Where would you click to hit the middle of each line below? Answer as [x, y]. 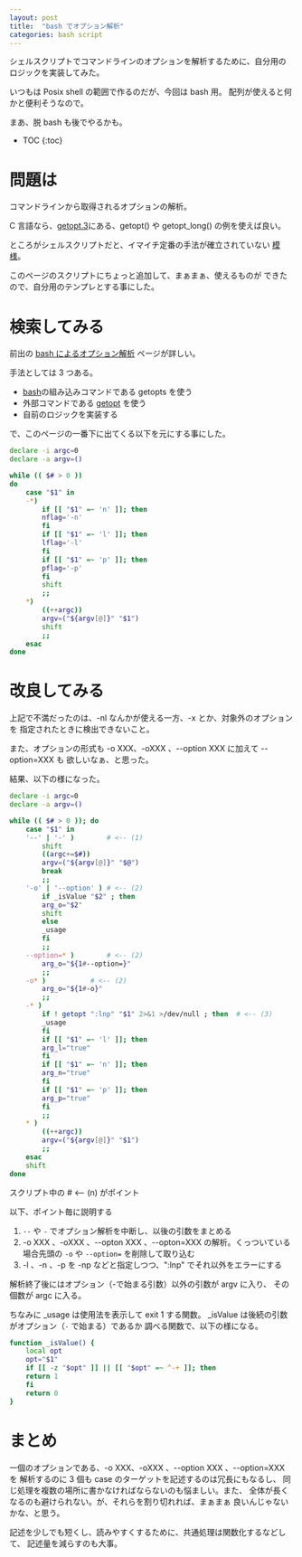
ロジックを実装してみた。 [57, 72]
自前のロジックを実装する [70, 415]
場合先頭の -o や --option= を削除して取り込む [109, 1253]
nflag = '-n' [62, 518]
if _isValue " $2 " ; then [89, 896]
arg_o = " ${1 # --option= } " [86, 964]
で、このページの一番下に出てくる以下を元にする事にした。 [120, 434]
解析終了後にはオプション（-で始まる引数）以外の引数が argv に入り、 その [150, 1284]
